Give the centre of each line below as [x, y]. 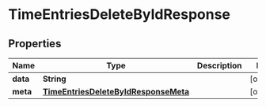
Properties [35, 44]
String [54, 79]
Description [220, 66]
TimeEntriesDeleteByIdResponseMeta [116, 92]
